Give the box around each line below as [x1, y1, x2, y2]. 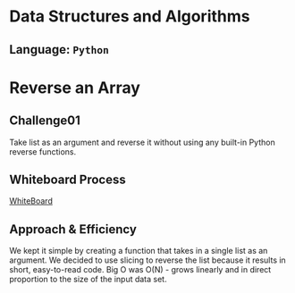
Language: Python [9, 42, 109, 57]
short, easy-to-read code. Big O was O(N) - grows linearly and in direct [9, 264, 272, 275]
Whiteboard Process [9, 172, 127, 187]
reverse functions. [9, 146, 77, 157]
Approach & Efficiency [9, 222, 137, 237]
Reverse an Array [9, 78, 141, 97]
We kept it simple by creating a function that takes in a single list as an [9, 246, 268, 256]
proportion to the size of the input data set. [9, 274, 167, 285]
